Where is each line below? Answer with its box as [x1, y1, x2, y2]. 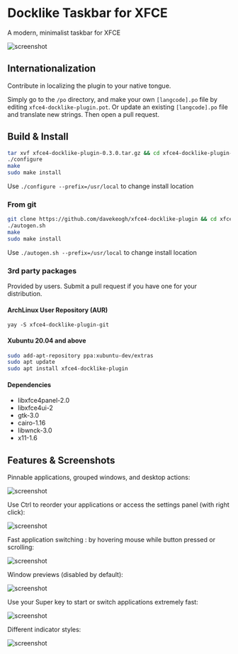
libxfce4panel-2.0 [17, 396, 70, 405]
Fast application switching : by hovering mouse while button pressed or [7, 536, 216, 544]
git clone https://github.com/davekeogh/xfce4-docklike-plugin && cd [7, 216, 217, 223]
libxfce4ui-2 [17, 403, 53, 412]
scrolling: [7, 543, 34, 551]
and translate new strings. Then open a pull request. [7, 110, 159, 118]
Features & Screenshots [7, 454, 115, 466]
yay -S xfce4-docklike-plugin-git [7, 321, 110, 328]
